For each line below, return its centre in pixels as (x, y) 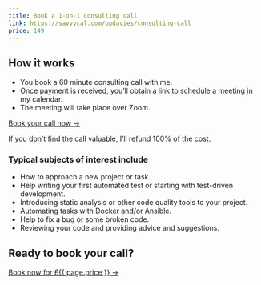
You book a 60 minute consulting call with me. (96, 82)
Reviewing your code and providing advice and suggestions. (120, 228)
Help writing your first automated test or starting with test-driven (126, 186)
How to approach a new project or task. (85, 177)
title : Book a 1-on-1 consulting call (73, 16)
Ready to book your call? (71, 253)
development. (42, 194)
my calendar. (41, 99)
